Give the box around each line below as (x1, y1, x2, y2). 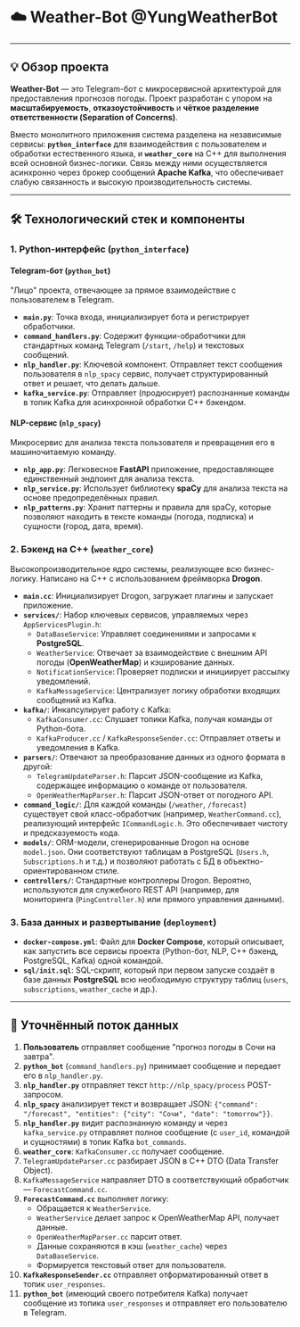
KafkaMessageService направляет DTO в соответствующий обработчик (22, 1174, 289, 1185)
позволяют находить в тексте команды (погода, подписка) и (22, 511, 255, 522)
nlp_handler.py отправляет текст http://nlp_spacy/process (22, 1079, 246, 1090)
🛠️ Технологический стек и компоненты (10, 211, 246, 228)
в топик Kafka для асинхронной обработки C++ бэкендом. (22, 397, 247, 408)
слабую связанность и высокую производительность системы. (10, 176, 253, 187)
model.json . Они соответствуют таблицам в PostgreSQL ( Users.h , (22, 846, 270, 857)
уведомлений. (36, 676, 92, 686)
